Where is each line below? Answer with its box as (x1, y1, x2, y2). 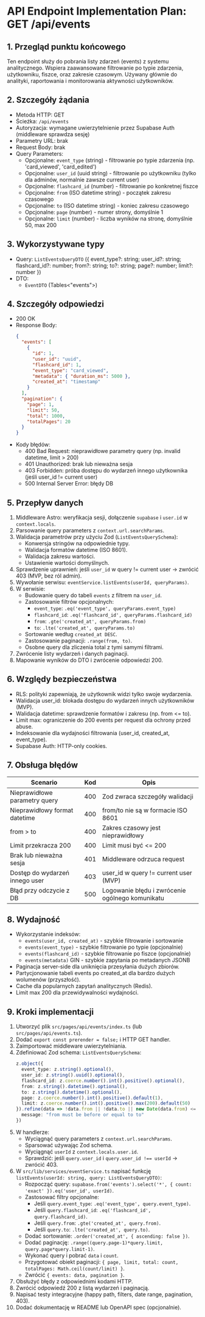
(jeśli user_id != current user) (24, 473, 98, 481)
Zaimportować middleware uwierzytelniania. (15, 1042, 127, 1050)
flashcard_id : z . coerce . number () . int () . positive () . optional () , (21, 1078, 185, 1084)
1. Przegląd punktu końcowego (7, 42, 127, 52)
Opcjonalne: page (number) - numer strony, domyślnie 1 (24, 208, 164, 216)
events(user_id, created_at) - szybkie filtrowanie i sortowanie (24, 937, 184, 945)
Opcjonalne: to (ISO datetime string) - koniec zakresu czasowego (24, 201, 189, 209)
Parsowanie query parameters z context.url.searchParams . (15, 527, 165, 534)
